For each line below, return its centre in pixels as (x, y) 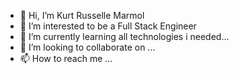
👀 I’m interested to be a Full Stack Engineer (108, 26)
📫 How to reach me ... (66, 58)
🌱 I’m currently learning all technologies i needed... (124, 36)
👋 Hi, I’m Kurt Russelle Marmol (82, 15)
